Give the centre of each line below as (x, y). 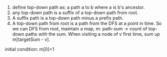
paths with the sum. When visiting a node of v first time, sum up (92, 34)
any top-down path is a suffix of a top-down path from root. (75, 13)
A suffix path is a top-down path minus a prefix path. (68, 18)
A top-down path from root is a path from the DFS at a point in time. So (87, 23)
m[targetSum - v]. (31, 39)
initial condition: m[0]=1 (29, 49)
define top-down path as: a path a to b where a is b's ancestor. (78, 7)
